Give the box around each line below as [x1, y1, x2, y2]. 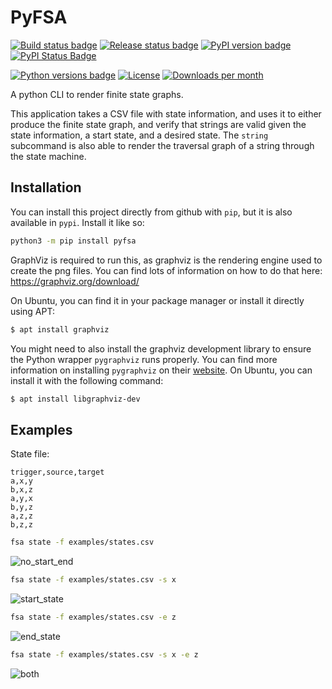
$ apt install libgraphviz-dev [10, 394, 141, 404]
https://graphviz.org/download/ [10, 275, 140, 287]
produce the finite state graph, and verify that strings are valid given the [10, 118, 307, 130]
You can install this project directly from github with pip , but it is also [10, 206, 293, 218]
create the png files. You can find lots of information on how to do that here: [10, 264, 323, 276]
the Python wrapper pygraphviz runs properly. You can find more [10, 353, 278, 365]
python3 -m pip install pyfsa [10, 236, 137, 246]
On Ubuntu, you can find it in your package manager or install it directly [10, 294, 305, 306]
